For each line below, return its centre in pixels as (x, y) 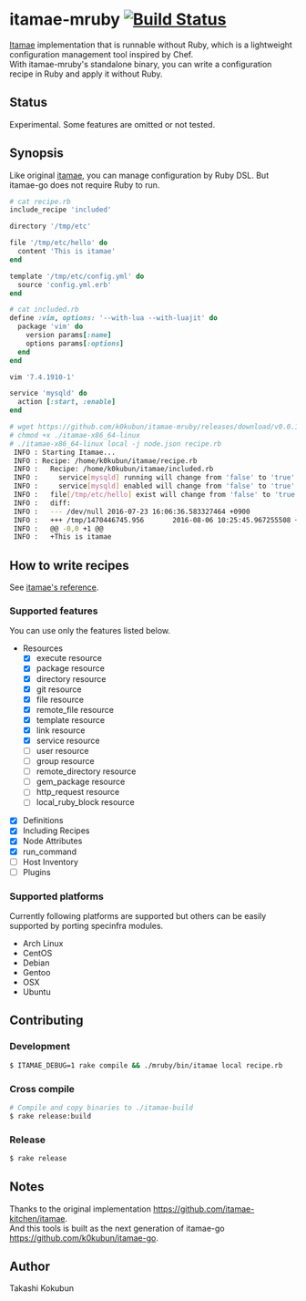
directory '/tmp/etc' (51, 227)
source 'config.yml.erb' (65, 284)
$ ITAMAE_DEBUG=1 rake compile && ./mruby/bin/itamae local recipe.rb (146, 1065)
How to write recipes (69, 565)
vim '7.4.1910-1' (42, 377)
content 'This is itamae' (67, 252)
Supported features (54, 611)
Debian (36, 963)
